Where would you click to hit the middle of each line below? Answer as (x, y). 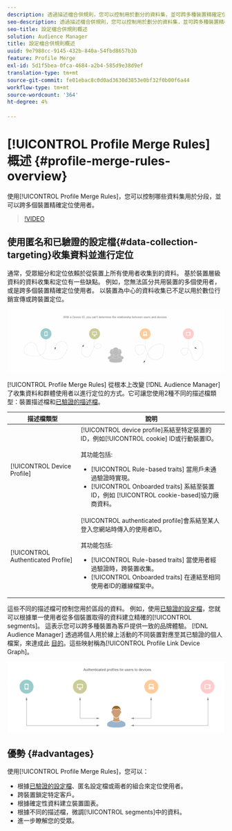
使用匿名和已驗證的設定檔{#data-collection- (103, 242)
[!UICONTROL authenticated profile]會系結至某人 (150, 521)
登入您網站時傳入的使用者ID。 (123, 529)
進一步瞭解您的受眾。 (47, 821)
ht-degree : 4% (28, 102)
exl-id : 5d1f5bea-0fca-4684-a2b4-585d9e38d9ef (75, 66)
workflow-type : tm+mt (38, 87)
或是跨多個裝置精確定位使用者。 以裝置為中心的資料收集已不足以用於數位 (111, 290)
